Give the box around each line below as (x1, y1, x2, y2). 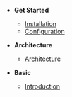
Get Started (13, 6, 49, 14)
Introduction (24, 82, 61, 91)
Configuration (24, 28, 65, 35)
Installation (24, 20, 56, 28)
